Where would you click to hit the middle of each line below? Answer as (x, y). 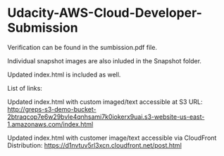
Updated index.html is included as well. (64, 74)
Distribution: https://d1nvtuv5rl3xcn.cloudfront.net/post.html (94, 145)
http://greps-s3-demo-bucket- (52, 109)
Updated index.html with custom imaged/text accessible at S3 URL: (105, 102)
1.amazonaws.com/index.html (50, 124)
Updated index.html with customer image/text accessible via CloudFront (112, 138)
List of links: (25, 88)
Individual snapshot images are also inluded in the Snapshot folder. (105, 60)
